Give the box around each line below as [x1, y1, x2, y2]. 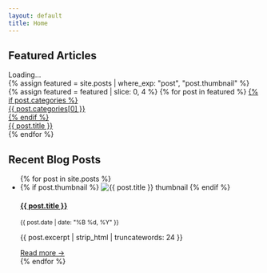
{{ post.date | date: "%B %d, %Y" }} [19, 219, 119, 227]
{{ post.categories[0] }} [8, 104, 86, 114]
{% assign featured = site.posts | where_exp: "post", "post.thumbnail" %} [8, 78, 250, 88]
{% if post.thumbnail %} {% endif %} [19, 183, 230, 192]
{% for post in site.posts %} [19, 174, 112, 184]
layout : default [8, 11, 62, 20]
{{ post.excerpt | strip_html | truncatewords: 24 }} [19, 233, 183, 243]
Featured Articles [8, 49, 98, 62]
